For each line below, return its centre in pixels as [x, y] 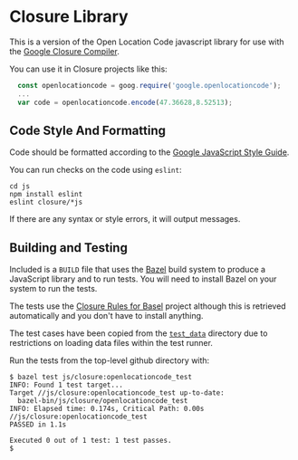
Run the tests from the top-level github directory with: [110, 360]
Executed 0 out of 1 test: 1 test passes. [91, 441]
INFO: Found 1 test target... [67, 385]
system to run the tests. [53, 289]
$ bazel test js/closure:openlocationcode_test [101, 378]
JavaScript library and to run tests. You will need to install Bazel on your [143, 279]
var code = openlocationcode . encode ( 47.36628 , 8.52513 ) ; [125, 102]
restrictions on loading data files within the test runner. [111, 343]
